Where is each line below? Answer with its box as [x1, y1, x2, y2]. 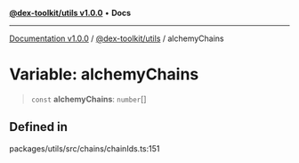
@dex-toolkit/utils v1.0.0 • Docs [9, 8, 132, 18]
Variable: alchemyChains [9, 64, 199, 85]
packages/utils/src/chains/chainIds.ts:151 [9, 143, 160, 154]
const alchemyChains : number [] [30, 94, 147, 104]
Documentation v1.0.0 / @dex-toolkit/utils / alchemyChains [9, 33, 224, 44]
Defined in [9, 119, 69, 134]
